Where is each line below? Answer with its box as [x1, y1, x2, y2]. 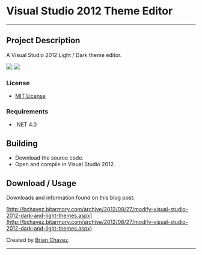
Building [6, 138, 38, 148]
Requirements [6, 107, 49, 115]
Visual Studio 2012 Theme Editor [6, 4, 173, 18]
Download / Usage [6, 178, 77, 188]
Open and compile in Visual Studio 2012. [14, 161, 115, 168]
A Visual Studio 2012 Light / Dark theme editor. [6, 51, 122, 58]
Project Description [6, 35, 81, 46]
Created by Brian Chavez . [6, 236, 70, 244]
